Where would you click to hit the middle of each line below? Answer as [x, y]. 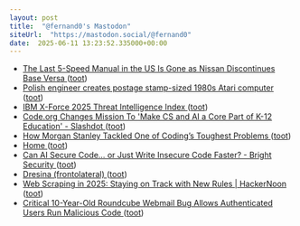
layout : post [34, 18]
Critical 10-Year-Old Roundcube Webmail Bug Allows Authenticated [147, 203]
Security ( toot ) [49, 165]
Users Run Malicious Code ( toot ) [83, 212]
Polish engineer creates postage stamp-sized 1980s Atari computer [148, 88]
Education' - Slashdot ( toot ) [74, 127]
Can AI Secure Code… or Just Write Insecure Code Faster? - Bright [147, 155]
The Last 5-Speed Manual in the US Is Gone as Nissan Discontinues [149, 69]
